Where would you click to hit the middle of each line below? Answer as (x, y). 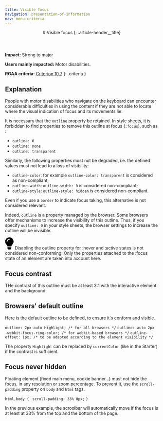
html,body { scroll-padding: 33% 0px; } (47, 399)
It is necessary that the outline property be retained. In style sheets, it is (78, 121)
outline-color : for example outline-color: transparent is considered (82, 175)
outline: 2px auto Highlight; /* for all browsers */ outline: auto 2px (80, 328)
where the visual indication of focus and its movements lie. (64, 111)
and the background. (26, 291)
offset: (13, 337)
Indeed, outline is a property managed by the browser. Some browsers (77, 215)
